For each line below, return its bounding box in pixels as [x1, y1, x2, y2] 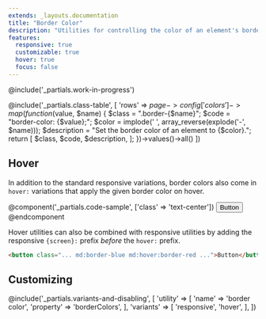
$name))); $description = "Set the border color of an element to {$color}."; [8, 125, 252, 135]
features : [8, 33, 41, 42]
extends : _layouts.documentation [8, 11, 119, 20]
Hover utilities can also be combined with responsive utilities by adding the [8, 227, 253, 237]
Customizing [8, 272, 73, 286]
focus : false [15, 63, 59, 71]
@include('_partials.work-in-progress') [8, 85, 135, 94]
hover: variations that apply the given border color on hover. [8, 186, 205, 196]
